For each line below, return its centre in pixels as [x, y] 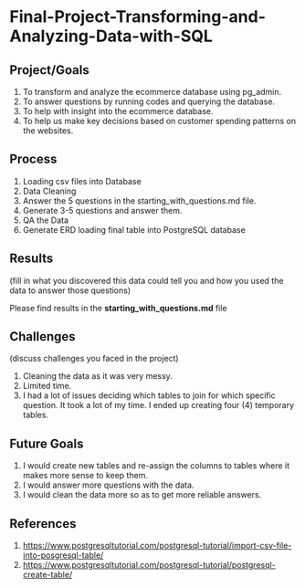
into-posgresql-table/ [63, 555]
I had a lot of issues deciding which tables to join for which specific [149, 395]
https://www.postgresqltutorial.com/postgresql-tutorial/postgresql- [149, 565]
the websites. [48, 131]
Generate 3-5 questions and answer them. [102, 210]
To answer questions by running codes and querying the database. [149, 101]
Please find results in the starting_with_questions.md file [118, 308]
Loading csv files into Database [82, 181]
